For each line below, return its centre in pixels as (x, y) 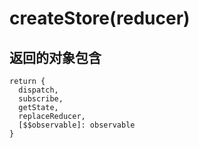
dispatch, (38, 90)
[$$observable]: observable (77, 125)
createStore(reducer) (100, 18)
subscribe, (41, 99)
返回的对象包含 (55, 57)
